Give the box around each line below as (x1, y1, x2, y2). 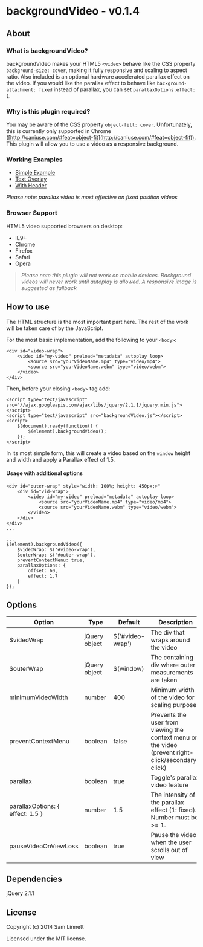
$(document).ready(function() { (17, 423, 98, 429)
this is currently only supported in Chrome (6, 128, 112, 135)
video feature (150, 781, 189, 789)
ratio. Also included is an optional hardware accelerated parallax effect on (6, 73, 190, 80)
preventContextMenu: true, (17, 557, 85, 563)
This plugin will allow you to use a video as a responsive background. (6, 140, 179, 147)
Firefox (14, 247, 33, 254)
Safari (14, 253, 30, 260)
